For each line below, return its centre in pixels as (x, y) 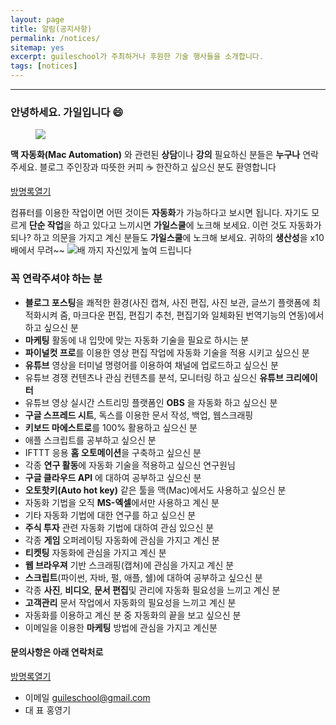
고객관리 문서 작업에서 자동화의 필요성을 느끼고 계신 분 (130, 602)
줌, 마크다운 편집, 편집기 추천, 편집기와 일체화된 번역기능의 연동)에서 (192, 315)
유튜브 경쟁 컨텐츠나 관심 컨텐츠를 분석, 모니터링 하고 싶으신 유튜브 (154, 377)
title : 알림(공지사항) (51, 29)
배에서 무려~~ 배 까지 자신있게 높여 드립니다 (101, 250)
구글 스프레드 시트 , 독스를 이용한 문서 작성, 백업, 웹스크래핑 (139, 415)
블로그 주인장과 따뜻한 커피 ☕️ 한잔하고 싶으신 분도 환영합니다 (158, 167)
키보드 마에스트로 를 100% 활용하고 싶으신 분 (111, 427)
